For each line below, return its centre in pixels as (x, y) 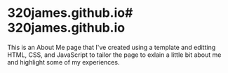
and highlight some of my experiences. (63, 62)
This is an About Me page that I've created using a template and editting (112, 47)
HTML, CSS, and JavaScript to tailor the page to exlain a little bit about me (114, 55)
